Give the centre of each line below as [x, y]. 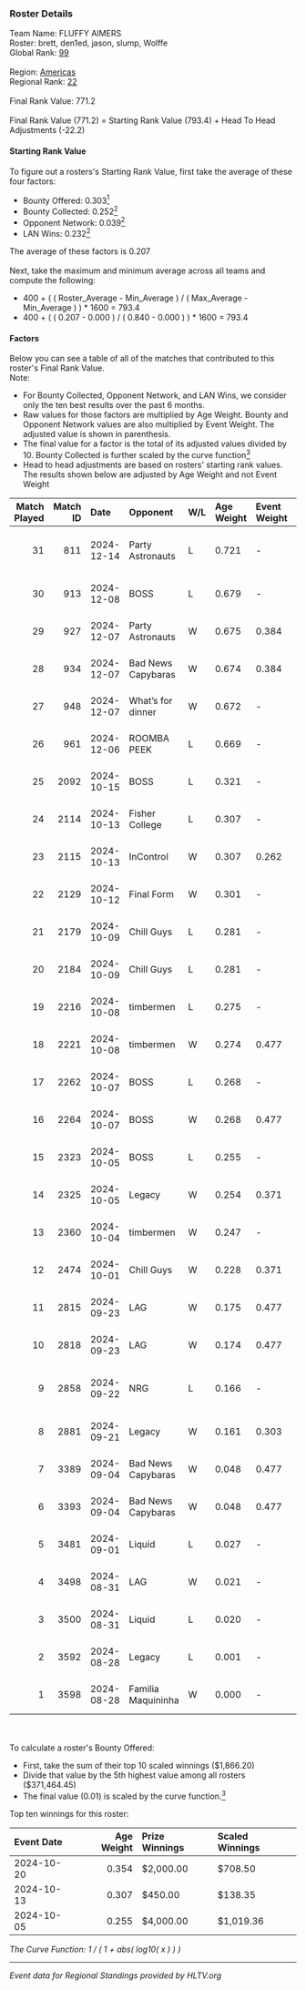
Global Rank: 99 [40, 53]
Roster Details [41, 14]
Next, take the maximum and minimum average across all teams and [138, 270]
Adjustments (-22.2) [47, 130]
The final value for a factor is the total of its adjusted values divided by [154, 444]
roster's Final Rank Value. [57, 368]
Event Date [38, 1842]
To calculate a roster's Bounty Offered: [82, 1748]
